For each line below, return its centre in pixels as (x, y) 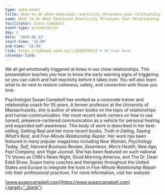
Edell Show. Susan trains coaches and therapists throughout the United (77, 162)
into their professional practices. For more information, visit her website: (78, 173)
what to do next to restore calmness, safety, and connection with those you (81, 85)
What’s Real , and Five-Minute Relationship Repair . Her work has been (76, 136)
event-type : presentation (31, 28)
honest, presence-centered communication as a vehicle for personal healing (82, 120)
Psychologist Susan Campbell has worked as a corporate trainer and (74, 100)
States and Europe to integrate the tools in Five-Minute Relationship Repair (81, 167)
